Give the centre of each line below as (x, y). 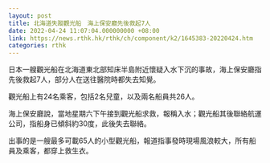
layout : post (30, 16)
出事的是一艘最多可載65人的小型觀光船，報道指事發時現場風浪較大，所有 (129, 141)
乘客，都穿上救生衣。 (57, 151)
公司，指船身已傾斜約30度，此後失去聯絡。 (80, 124)
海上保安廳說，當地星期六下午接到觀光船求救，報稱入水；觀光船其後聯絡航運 (135, 114)
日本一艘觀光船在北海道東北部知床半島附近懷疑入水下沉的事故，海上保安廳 (131, 70)
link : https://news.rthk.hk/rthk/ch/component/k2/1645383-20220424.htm (131, 38)
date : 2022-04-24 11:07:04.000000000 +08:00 (84, 31)
